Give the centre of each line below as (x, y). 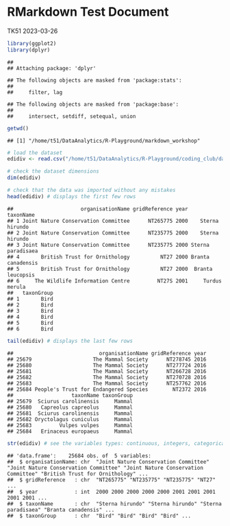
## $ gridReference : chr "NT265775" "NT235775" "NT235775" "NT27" (111, 480)
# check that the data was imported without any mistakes (91, 190)
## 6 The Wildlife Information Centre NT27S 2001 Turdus (115, 281)
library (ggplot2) (32, 43)
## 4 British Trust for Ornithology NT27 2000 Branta (108, 257)
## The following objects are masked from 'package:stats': (95, 80)
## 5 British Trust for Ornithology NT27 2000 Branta (110, 269)
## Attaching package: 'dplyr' (52, 68)
